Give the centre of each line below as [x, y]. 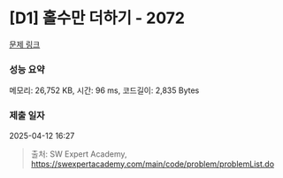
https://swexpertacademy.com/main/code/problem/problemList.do [153, 164]
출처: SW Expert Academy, [79, 154]
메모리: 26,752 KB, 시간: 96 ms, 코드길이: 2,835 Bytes [104, 90]
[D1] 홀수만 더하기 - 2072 [97, 18]
